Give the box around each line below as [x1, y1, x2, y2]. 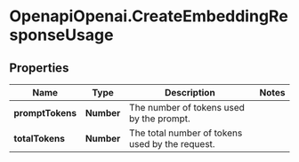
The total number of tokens [128, 127, 243, 139]
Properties [9, 60, 69, 75]
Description [164, 87, 215, 98]
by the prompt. [128, 112, 191, 125]
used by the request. [128, 138, 215, 150]
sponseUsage [9, 25, 114, 45]
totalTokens [13, 133, 65, 144]
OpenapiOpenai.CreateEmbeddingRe [9, 6, 289, 27]
